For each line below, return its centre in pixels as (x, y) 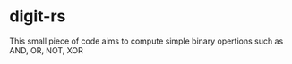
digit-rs (38, 16)
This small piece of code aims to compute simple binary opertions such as (146, 41)
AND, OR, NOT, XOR (46, 50)
